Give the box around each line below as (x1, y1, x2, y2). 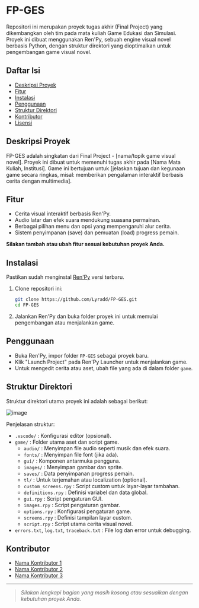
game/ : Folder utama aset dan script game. (14, 438, 120, 445)
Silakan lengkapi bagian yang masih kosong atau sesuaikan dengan (20, 589, 188, 596)
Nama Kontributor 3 (14, 572, 63, 579)
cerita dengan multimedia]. (6, 177, 72, 184)
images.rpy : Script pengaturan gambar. (23, 501, 120, 508)
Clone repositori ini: (14, 285, 63, 292)
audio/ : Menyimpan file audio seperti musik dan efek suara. (23, 444, 171, 451)
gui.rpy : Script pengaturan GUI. (23, 495, 103, 502)
